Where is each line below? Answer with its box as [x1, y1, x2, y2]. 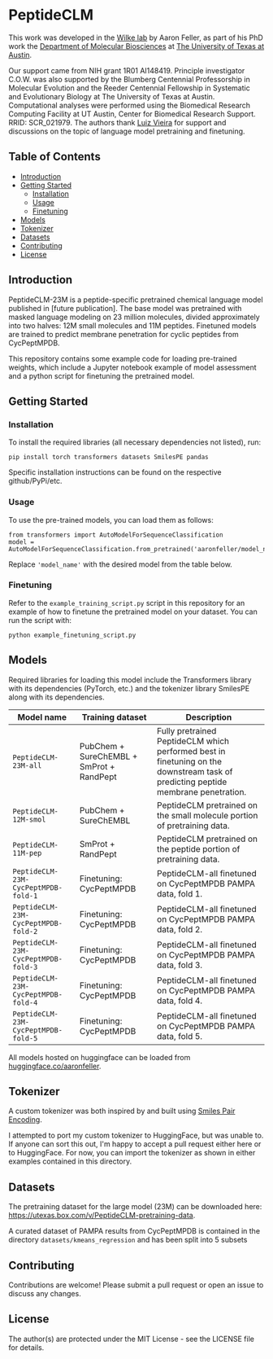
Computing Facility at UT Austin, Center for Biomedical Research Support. [8, 108, 256, 119]
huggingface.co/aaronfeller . [8, 1061, 102, 1071]
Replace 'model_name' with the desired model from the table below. [8, 559, 233, 569]
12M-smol [12, 814, 46, 824]
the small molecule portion [157, 809, 258, 821]
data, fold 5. [157, 1030, 203, 1041]
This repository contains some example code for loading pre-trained [8, 353, 237, 363]
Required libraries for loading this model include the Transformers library [8, 674, 252, 685]
